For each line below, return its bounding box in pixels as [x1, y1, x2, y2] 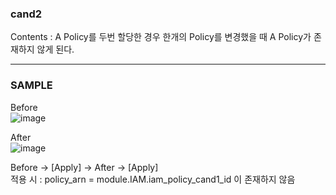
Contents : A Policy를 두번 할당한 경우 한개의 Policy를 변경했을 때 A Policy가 [10, 31, 312, 43]
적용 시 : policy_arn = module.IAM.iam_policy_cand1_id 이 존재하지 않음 [10, 173, 296, 185]
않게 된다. [36, 43, 75, 56]
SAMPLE [10, 78, 53, 92]
